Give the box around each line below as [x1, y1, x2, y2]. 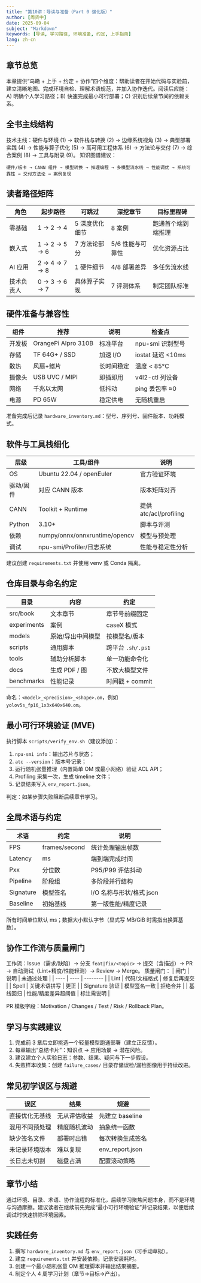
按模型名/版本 [106, 632, 145, 640]
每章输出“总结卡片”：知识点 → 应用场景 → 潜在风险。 [14, 1046, 146, 1054]
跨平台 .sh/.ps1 [106, 643, 151, 651]
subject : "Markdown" [6, 25, 58, 32]
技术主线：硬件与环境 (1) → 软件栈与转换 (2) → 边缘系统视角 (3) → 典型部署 [6, 136, 191, 143]
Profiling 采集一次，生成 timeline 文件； [14, 773, 112, 780]
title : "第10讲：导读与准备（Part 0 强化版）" [6, 8, 112, 15]
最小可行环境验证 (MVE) [6, 720, 95, 731]
